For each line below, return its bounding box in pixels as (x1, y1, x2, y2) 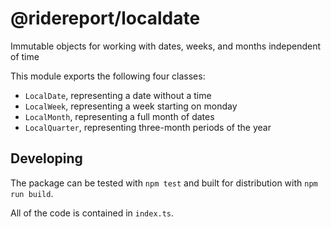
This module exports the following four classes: (10, 70, 206, 82)
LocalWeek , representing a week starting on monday (24, 100, 238, 112)
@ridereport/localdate (10, 7, 201, 30)
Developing (10, 150, 83, 167)
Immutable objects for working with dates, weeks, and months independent (10, 40, 322, 52)
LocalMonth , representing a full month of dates (24, 110, 215, 122)
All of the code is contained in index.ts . (10, 207, 175, 219)
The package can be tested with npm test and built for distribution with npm (10, 177, 318, 189)
